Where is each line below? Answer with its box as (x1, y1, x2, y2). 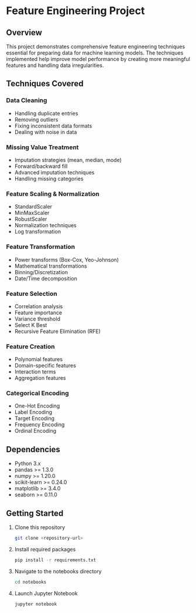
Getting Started (6, 508, 64, 518)
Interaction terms (14, 368, 56, 375)
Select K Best (14, 321, 47, 328)
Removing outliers (14, 116, 59, 123)
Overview (6, 28, 43, 38)
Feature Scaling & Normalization (6, 190, 99, 198)
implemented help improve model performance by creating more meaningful (6, 56, 190, 62)
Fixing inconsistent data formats (14, 122, 92, 129)
